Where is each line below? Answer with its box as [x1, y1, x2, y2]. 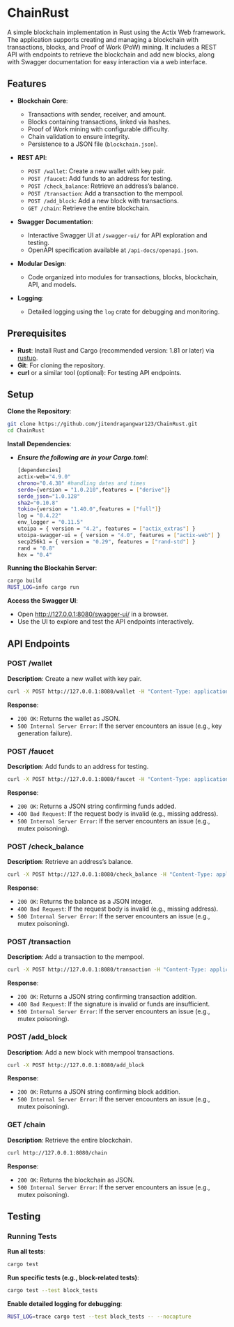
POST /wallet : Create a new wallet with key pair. [27, 166, 166, 175]
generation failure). [17, 728, 72, 738]
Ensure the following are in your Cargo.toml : [17, 453, 148, 462]
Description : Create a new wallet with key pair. [7, 674, 142, 682]
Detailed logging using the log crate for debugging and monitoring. [27, 307, 220, 316]
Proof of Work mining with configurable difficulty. [27, 124, 169, 133]
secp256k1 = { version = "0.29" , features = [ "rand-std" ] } [17, 538, 196, 545]
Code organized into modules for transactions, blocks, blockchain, [27, 272, 219, 281]
